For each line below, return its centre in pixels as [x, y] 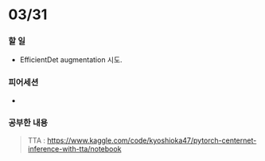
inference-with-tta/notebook [74, 149]
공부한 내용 [28, 123]
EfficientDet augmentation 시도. [71, 60]
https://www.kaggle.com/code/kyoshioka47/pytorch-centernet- [152, 140]
